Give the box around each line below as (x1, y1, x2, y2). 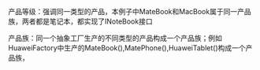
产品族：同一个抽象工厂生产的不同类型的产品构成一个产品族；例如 (8, 34, 222, 42)
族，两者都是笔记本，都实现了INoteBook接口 (8, 17, 153, 26)
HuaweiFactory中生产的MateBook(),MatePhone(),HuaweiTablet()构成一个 (8, 43, 246, 53)
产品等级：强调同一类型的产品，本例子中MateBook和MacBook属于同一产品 (8, 7, 251, 16)
